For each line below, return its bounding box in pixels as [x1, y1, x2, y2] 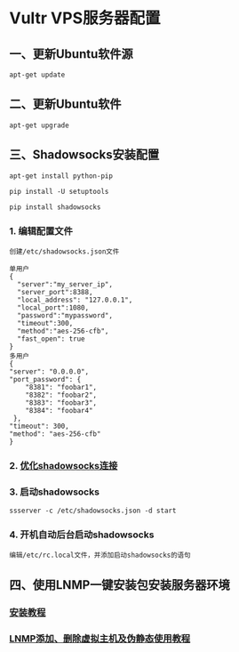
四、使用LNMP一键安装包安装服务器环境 [9, 577, 231, 592]
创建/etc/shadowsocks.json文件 [9, 246, 120, 256]
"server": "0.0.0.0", [9, 366, 90, 376]
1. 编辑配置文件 [9, 224, 74, 237]
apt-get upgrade [9, 121, 69, 130]
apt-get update [9, 70, 66, 79]
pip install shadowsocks [9, 202, 101, 212]
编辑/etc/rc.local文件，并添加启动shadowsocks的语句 [9, 551, 191, 560]
